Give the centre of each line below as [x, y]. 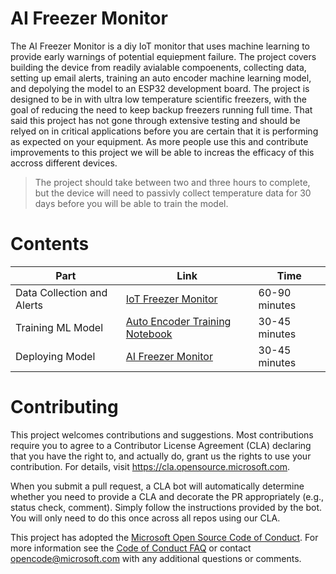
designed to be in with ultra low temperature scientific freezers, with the [158, 99]
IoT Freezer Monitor [171, 299]
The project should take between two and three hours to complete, [172, 182]
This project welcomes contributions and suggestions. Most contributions [162, 434]
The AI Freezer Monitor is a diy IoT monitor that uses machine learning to [160, 46]
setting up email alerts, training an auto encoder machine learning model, [161, 78]
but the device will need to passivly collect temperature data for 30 [173, 193]
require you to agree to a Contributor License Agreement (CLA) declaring [161, 445]
